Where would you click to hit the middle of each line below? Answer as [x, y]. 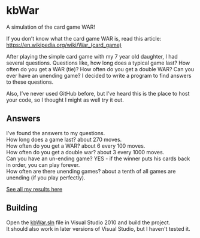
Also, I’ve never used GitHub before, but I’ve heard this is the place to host [98, 93]
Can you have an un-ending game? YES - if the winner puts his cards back [98, 158]
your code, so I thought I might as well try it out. [65, 100]
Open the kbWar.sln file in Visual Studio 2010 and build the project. [88, 222]
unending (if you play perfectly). [46, 178]
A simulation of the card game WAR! [51, 27]
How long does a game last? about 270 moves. [64, 139]
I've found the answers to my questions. [56, 133]
